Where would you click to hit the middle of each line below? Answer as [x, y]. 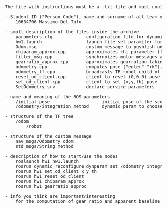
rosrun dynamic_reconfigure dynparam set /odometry [80, 166]
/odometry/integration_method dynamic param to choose [89, 106]
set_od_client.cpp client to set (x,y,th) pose [86, 82]
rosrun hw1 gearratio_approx [51, 186]
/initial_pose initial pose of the [84, 102]
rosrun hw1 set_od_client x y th [56, 171]
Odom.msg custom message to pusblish [85, 47]
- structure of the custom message [48, 136]
